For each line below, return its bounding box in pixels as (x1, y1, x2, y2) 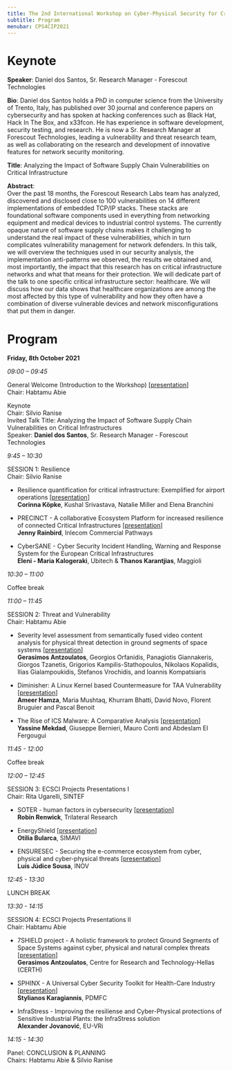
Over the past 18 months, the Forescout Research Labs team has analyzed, (7, 190, 220, 198)
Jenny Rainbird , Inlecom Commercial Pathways (17, 528, 153, 537)
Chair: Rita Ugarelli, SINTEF (7, 793, 85, 801)
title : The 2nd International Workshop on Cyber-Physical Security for (7, 10, 217, 17)
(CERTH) (17, 966, 43, 974)
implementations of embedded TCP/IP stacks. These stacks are (7, 204, 188, 212)
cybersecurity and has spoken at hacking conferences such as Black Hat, (7, 111, 217, 120)
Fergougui (17, 731, 47, 740)
